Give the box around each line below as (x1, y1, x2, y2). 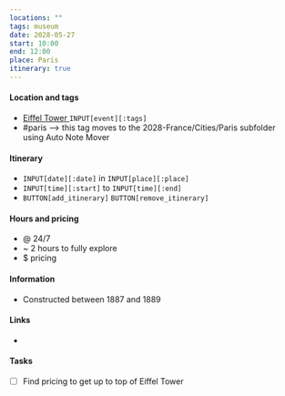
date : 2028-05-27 (9, 30, 76, 39)
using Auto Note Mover (22, 132, 110, 143)
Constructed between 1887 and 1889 (22, 293, 161, 305)
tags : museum (9, 22, 59, 31)
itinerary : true (9, 65, 71, 74)
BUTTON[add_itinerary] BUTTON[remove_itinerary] (22, 194, 209, 203)
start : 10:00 (9, 38, 59, 48)
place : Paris (9, 56, 59, 65)
